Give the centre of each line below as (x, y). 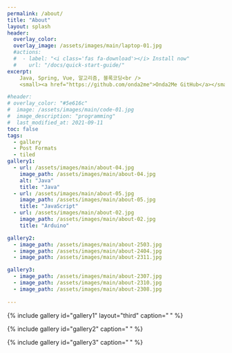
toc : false (23, 129)
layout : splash (29, 26)
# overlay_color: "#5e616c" (48, 103)
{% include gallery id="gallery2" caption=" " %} (75, 329)
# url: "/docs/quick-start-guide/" (69, 65)
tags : (15, 136)
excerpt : (20, 71)
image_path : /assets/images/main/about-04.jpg (88, 174)
